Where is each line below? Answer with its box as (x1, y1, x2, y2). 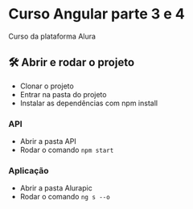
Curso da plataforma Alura (8, 31, 96, 41)
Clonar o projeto (19, 81, 74, 91)
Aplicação (8, 165, 49, 176)
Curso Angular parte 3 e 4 (8, 5, 185, 23)
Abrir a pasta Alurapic (19, 183, 92, 193)
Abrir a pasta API (19, 137, 76, 146)
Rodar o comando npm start (19, 145, 114, 155)
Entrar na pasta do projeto (19, 89, 107, 99)
